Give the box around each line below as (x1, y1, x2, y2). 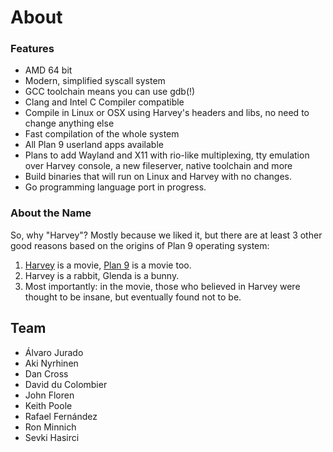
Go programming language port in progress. (24, 181, 207, 193)
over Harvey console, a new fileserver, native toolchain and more (24, 160, 293, 172)
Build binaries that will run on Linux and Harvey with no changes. (24, 171, 293, 183)
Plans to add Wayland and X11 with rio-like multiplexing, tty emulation (24, 149, 310, 161)
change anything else (24, 117, 115, 130)
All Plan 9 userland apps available (24, 139, 164, 151)
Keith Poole (24, 399, 73, 411)
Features (10, 42, 55, 56)
